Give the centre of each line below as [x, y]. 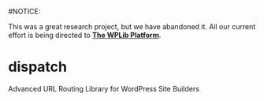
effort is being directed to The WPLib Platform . [85, 35]
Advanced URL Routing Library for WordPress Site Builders [104, 88]
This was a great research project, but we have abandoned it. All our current [132, 26]
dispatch [37, 67]
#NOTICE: [24, 11]
